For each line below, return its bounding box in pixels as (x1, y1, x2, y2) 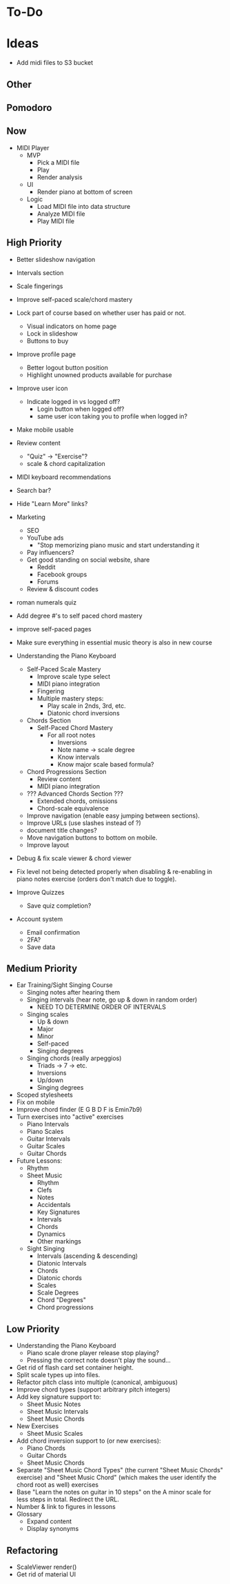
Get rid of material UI (16, 1570, 76, 1578)
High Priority (6, 237, 63, 249)
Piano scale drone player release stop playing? (26, 1349, 160, 1357)
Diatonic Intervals (36, 1259, 87, 1268)
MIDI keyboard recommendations (16, 473, 112, 481)
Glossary (16, 1510, 43, 1519)
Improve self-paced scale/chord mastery (16, 295, 133, 303)
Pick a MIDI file (36, 158, 80, 166)
